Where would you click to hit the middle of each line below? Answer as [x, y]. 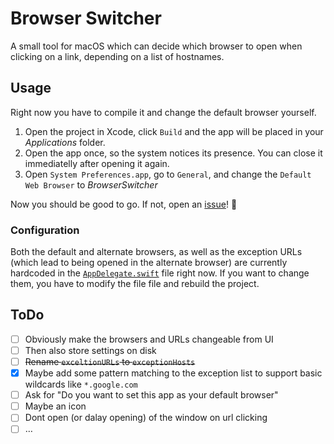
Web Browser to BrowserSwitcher [91, 184]
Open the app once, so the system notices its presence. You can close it [173, 153]
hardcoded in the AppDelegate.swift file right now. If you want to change [160, 273]
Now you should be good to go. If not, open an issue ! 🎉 [124, 204]
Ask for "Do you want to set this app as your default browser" [151, 395]
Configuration [45, 230]
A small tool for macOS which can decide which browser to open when [156, 46]
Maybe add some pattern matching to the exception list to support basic [173, 373]
